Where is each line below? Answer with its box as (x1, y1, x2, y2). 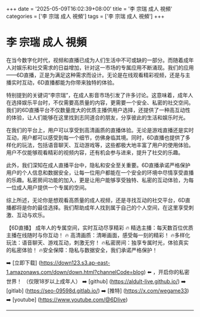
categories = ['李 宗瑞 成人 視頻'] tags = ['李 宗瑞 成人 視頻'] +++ (6, 13, 165, 20)
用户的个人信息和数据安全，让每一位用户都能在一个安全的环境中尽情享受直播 (6, 169, 194, 176)
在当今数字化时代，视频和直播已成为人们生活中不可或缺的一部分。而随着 (6, 56, 183, 64)
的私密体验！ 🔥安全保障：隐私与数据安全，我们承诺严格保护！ (6, 246, 158, 253)
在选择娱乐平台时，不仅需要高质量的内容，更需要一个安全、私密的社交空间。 (6, 99, 194, 106)
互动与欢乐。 (16, 211, 48, 219)
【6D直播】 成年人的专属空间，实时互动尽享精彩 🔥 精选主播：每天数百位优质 (6, 224, 193, 231)
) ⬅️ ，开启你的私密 (143, 268, 190, 275)
